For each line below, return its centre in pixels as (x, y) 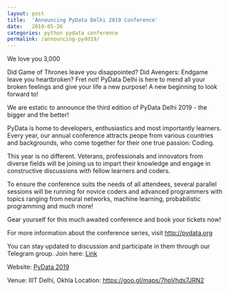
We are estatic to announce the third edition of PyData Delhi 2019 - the (107, 108)
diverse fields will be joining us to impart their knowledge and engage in (109, 163)
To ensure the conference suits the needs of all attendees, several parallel (112, 184)
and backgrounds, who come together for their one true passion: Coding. (111, 143)
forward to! (23, 94)
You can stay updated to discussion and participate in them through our (109, 246)
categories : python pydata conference (63, 33)
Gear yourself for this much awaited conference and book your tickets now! (114, 220)
